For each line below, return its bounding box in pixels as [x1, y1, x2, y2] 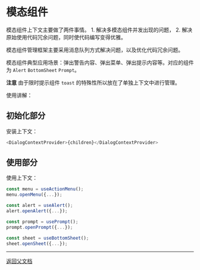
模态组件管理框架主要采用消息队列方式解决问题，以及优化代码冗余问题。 [6, 46, 183, 54]
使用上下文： [6, 174, 37, 181]
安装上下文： [6, 127, 37, 134]
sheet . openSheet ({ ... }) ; [6, 240, 68, 247]
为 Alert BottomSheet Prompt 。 [6, 66, 80, 73]
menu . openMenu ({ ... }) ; [6, 191, 62, 198]
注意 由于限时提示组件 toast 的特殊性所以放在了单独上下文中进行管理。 [6, 79, 180, 86]
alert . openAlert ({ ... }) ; [6, 208, 68, 214]
